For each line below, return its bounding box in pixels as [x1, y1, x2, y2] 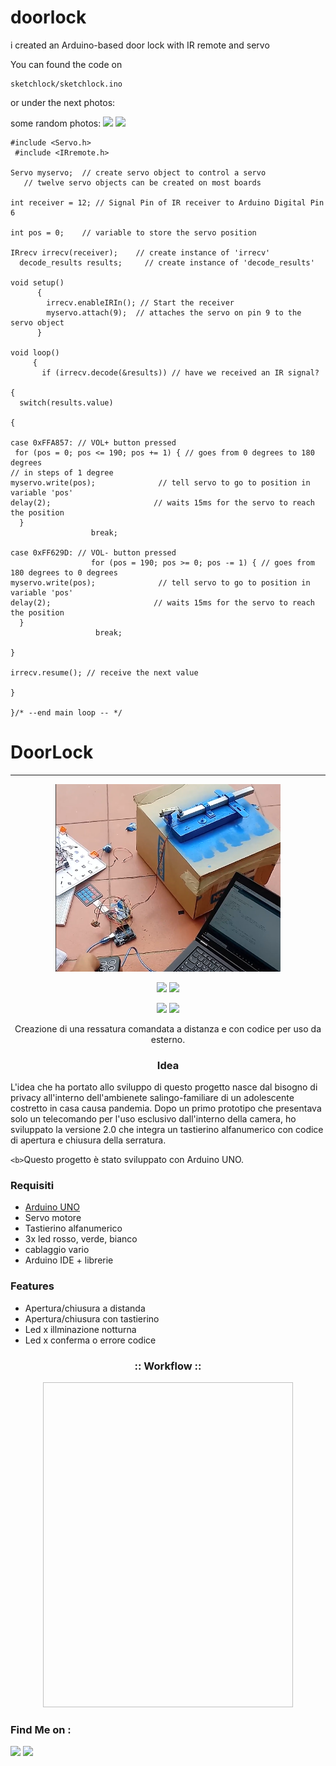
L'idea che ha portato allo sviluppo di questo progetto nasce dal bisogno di [10, 1081, 318, 1093]
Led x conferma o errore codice [24, 1334, 157, 1346]
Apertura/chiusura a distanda [24, 1302, 146, 1314]
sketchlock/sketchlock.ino [10, 79, 123, 89]
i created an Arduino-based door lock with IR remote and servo [10, 39, 270, 51]
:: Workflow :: [134, 1359, 202, 1373]
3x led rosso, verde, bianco [24, 1233, 138, 1245]
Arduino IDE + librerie [24, 1254, 114, 1266]
